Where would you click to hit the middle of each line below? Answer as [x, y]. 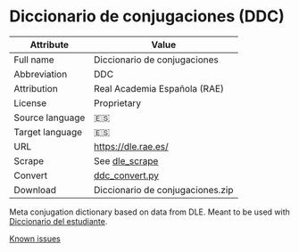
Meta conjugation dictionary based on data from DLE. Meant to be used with [149, 212]
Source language [50, 118]
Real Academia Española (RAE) [159, 88]
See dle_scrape [126, 160]
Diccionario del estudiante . [58, 221]
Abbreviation [41, 74]
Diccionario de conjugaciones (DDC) [147, 16]
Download [35, 190]
